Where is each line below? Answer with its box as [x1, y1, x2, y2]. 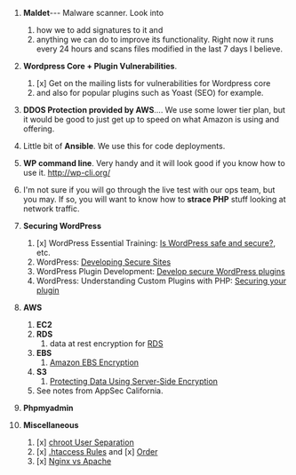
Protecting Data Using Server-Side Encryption [49, 376, 219, 386]
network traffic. [22, 203, 80, 214]
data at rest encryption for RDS [49, 338, 164, 349]
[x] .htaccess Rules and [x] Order [36, 447, 158, 456]
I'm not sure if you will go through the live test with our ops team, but [22, 185, 276, 194]
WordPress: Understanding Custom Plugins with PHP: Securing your [36, 275, 287, 286]
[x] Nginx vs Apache [36, 456, 112, 466]
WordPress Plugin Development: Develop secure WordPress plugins [36, 266, 285, 276]
